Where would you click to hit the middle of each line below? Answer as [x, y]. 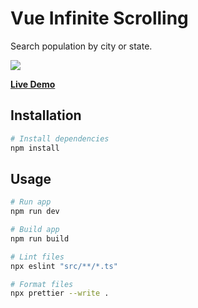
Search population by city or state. [81, 46]
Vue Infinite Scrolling [99, 18]
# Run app [31, 202]
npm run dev [35, 212]
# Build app [35, 230]
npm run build [40, 238]
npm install [35, 148]
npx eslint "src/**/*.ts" [64, 266]
